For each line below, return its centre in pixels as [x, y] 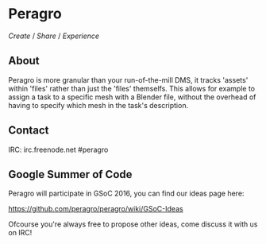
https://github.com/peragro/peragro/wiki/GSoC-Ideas [96, 209]
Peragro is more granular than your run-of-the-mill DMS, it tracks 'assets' [128, 79]
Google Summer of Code [70, 174]
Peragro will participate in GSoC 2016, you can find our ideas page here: [126, 194]
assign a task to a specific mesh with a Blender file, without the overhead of [132, 97]
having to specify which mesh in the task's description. [98, 105]
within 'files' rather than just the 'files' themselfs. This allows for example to [132, 88]
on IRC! [20, 233]
